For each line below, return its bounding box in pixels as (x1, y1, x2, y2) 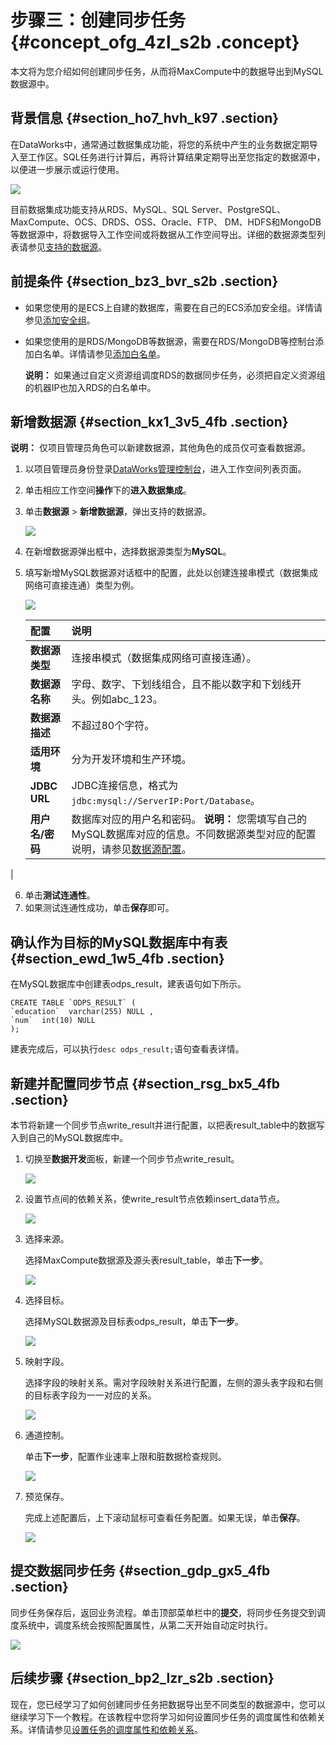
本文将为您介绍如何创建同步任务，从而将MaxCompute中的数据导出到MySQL (10, 65, 324, 77)
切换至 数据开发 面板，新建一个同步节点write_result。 (24, 1153, 240, 1165)
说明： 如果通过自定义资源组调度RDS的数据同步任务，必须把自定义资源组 (24, 369, 326, 381)
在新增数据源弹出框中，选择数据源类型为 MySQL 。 (24, 546, 232, 558)
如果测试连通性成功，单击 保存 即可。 (24, 902, 175, 914)
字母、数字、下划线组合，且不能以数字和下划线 (71, 677, 292, 691)
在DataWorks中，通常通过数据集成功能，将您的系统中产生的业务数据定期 (10, 138, 310, 150)
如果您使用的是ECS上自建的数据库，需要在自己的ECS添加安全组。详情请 (24, 301, 323, 313)
